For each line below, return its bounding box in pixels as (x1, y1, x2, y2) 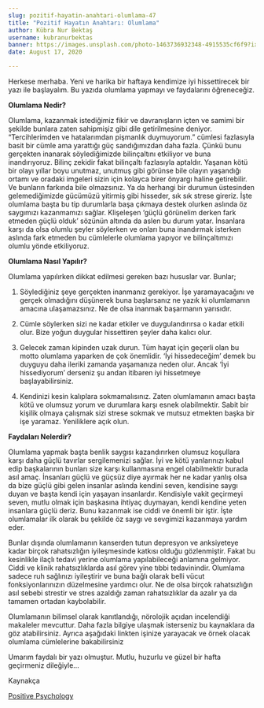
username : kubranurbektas (8, 33, 93, 42)
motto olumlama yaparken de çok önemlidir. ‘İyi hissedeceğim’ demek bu (19, 352, 256, 360)
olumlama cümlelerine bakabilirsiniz (8, 637, 124, 647)
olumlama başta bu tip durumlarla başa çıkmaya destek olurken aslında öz (8, 199, 247, 209)
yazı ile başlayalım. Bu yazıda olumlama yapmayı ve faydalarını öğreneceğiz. (8, 85, 255, 95)
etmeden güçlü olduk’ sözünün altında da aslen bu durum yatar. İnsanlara (8, 216, 246, 225)
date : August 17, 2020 (8, 48, 82, 56)
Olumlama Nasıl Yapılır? (8, 257, 88, 266)
